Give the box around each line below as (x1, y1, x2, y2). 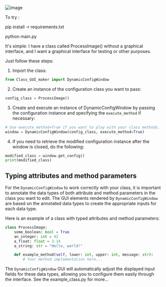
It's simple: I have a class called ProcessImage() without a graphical (5, 43, 143, 49)
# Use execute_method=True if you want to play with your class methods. (5, 124, 161, 130)
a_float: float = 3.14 (14, 238, 61, 244)
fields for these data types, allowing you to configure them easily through (5, 271, 155, 277)
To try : (5, 14, 20, 20)
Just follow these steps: (5, 58, 54, 64)
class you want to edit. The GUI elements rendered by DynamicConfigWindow (5, 195, 158, 201)
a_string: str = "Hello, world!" (14, 243, 83, 248)
